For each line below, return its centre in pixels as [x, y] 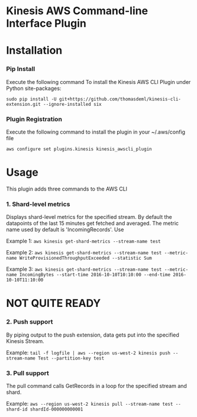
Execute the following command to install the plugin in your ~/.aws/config [96, 132]
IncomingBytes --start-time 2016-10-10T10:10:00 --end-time [95, 275]
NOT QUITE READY [54, 303]
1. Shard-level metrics [38, 204]
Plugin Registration [34, 119]
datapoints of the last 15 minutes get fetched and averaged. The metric [93, 224]
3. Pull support [28, 373]
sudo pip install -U [32, 99]
